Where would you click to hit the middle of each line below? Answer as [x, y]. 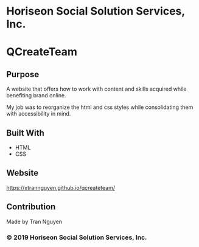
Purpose [23, 74]
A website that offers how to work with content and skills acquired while [96, 89]
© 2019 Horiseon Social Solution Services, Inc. [77, 237]
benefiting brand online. [36, 96]
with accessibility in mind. [39, 114]
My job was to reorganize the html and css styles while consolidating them [100, 107]
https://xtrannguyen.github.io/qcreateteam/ [61, 187]
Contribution [31, 207]
